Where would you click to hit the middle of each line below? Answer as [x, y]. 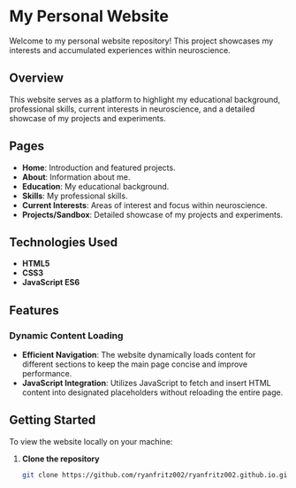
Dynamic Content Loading [66, 336]
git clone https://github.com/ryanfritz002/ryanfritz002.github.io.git [156, 475]
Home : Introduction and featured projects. [99, 167]
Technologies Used [63, 242]
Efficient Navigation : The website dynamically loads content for [139, 355]
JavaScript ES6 [51, 283]
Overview [37, 78]
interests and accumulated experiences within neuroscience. [120, 50]
